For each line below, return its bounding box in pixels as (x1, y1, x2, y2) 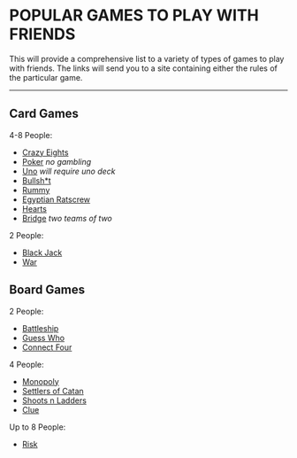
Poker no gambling (21, 156, 92, 167)
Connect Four (21, 342, 72, 353)
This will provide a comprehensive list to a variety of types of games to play (9, 53, 285, 64)
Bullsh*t (21, 175, 51, 186)
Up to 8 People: (9, 422, 66, 432)
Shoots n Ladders (21, 395, 87, 406)
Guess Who (21, 332, 65, 343)
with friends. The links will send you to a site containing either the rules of (9, 63, 278, 74)
